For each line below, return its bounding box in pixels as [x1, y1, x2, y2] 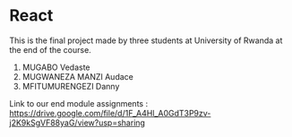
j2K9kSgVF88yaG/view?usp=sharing [9, 117, 146, 128]
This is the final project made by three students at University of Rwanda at [9, 35, 283, 46]
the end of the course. [9, 44, 91, 55]
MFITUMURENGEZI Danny [21, 81, 120, 91]
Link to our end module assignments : [9, 98, 149, 108]
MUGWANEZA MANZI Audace [21, 71, 134, 81]
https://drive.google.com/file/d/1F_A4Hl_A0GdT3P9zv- [9, 107, 211, 118]
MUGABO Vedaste [21, 62, 90, 73]
